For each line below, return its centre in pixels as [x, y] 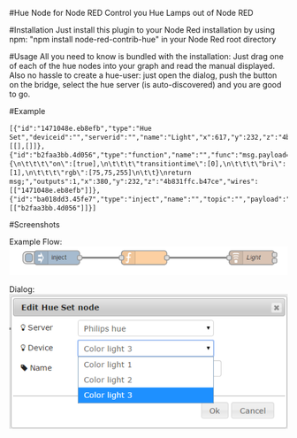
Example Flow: [36, 242]
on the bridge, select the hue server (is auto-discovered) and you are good [145, 85]
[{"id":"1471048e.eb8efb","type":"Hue [80, 128]
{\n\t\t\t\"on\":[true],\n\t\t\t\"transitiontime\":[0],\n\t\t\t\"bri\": [148, 164]
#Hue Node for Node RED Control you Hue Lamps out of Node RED [131, 13]
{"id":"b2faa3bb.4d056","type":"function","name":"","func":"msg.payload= [150, 155]
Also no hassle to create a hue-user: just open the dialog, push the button [143, 75]
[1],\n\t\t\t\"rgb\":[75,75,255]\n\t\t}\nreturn [100, 173]
